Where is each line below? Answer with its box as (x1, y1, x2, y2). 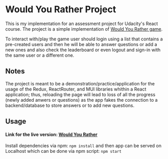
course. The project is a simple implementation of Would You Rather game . (5, 26, 163, 32)
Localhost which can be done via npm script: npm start (5, 148, 122, 154)
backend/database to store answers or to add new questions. (5, 102, 134, 108)
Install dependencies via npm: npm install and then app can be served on (5, 143, 162, 149)
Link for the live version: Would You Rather (5, 131, 98, 138)
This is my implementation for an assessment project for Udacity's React (5, 20, 158, 27)
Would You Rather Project (5, 4, 116, 15)
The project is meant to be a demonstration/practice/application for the (5, 80, 155, 86)
